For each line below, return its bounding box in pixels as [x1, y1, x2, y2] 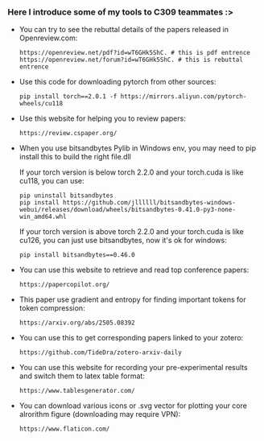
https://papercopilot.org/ [19, 281, 110, 289]
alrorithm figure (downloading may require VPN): [19, 410, 181, 419]
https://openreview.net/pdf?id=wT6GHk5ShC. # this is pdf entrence [19, 49, 250, 57]
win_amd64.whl [19, 212, 67, 221]
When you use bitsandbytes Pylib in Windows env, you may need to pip [19, 143, 257, 153]
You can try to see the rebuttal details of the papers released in [19, 25, 229, 35]
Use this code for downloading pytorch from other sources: [19, 77, 217, 87]
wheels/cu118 [19, 100, 64, 108]
